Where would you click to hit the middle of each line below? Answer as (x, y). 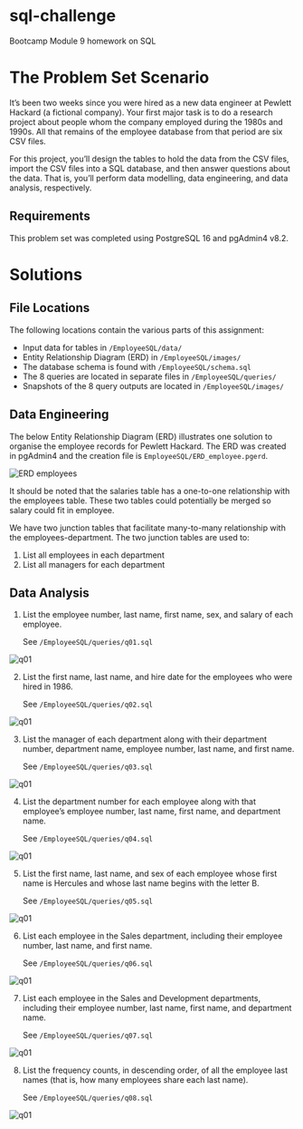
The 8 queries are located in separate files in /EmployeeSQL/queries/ (149, 376)
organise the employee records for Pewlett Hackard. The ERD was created (148, 446)
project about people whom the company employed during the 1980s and (146, 122)
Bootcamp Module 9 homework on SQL (83, 41)
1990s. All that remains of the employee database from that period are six (146, 131)
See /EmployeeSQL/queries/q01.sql (88, 642)
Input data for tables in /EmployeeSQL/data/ (102, 347)
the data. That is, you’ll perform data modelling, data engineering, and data (149, 178)
